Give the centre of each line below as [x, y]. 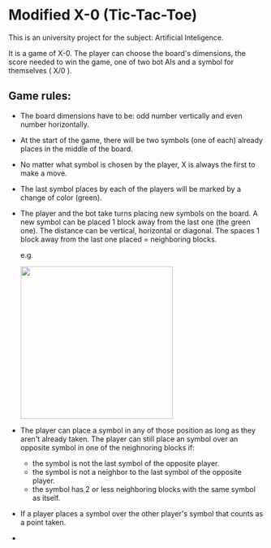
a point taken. [43, 522]
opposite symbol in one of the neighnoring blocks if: [107, 447]
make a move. [43, 173]
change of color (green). [61, 198]
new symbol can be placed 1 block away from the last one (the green [135, 222]
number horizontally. [54, 124]
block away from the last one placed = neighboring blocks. [118, 239]
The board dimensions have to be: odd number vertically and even [131, 115]
